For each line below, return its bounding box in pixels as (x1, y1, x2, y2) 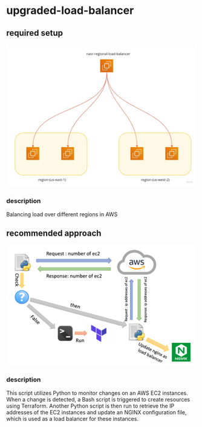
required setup (6, 28, 64, 38)
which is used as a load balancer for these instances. (6, 415, 139, 422)
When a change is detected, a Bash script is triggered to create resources (6, 396, 191, 403)
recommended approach (6, 228, 102, 239)
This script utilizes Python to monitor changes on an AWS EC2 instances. (6, 389, 189, 397)
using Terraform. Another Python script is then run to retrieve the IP (6, 402, 175, 409)
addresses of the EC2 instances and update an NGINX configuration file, (6, 408, 187, 415)
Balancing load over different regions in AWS (6, 210, 118, 218)
